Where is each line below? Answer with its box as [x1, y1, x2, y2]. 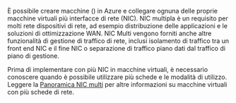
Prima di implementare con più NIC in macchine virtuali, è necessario [7, 66, 208, 73]
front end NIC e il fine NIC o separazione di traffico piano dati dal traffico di [7, 44, 226, 52]
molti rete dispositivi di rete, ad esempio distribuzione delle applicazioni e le [7, 22, 228, 30]
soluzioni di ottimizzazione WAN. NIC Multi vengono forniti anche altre [7, 29, 212, 37]
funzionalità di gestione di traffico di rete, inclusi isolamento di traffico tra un [7, 37, 230, 45]
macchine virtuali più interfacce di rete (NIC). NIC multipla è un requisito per [7, 14, 228, 23]
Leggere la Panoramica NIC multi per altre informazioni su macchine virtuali [7, 80, 228, 88]
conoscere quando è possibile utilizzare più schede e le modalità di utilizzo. [7, 73, 228, 81]
